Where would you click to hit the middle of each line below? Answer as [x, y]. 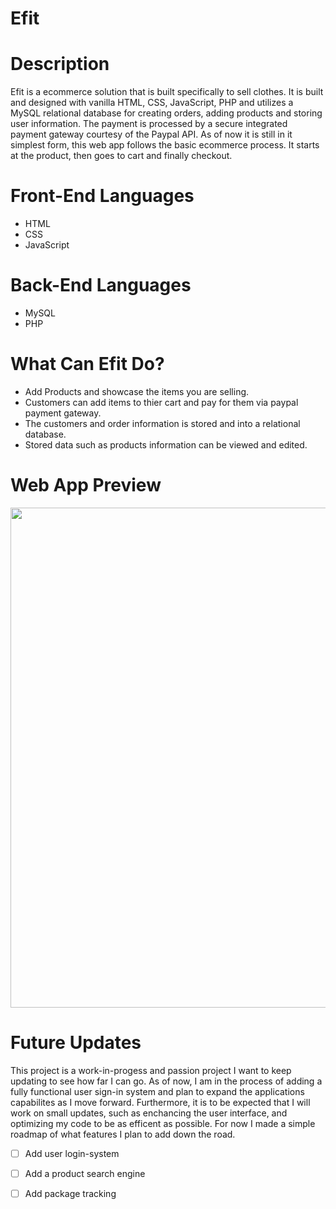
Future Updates [76, 1043]
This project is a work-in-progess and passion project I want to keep [151, 1070]
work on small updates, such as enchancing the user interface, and [149, 1113]
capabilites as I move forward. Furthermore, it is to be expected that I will [160, 1102]
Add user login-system [72, 1153]
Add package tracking [70, 1193]
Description [60, 64]
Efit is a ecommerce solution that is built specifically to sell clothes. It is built [167, 92]
